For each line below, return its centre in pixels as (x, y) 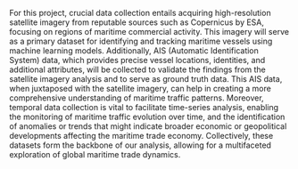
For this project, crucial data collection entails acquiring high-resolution (140, 13)
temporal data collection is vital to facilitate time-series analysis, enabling (144, 107)
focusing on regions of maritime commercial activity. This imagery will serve (149, 32)
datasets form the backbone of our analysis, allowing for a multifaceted (141, 145)
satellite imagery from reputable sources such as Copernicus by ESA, (137, 22)
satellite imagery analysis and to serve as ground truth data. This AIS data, (146, 79)
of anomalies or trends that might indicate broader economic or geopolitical (148, 126)
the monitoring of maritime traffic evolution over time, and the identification (147, 117)
